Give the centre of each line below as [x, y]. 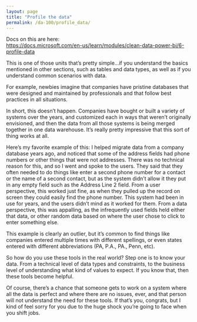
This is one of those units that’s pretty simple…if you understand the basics [97, 63]
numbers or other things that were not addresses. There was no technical [95, 160]
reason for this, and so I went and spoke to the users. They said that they [95, 166]
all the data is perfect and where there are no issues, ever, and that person [96, 294]
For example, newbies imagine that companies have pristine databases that [98, 87]
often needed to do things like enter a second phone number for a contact [96, 172]
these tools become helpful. [40, 277]
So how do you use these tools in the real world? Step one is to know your [96, 258]
